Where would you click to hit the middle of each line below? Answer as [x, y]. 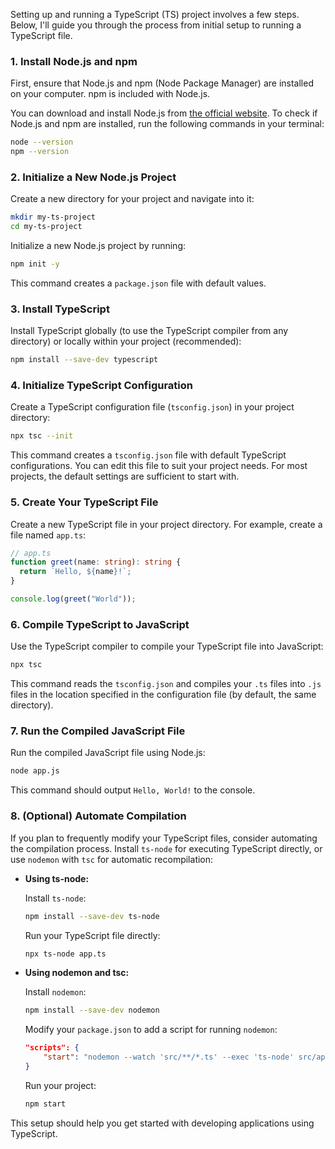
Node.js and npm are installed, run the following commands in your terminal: [167, 124]
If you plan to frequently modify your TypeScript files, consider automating [164, 838]
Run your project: [60, 1085]
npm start [45, 1104]
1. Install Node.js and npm [74, 61]
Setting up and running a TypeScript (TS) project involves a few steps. [155, 14]
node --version [42, 142]
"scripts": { [52, 1048]
